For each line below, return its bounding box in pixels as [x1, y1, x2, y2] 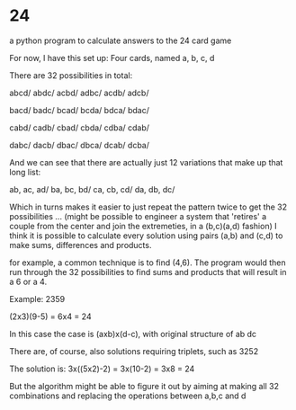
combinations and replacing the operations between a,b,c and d [9, 390, 247, 401]
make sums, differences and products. [9, 239, 152, 250]
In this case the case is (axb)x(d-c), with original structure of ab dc [9, 328, 257, 339]
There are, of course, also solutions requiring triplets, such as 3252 [9, 345, 259, 356]
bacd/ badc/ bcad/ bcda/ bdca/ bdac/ [9, 104, 150, 115]
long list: [9, 166, 41, 177]
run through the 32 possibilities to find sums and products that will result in [9, 266, 287, 277]
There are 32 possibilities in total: [9, 69, 133, 81]
